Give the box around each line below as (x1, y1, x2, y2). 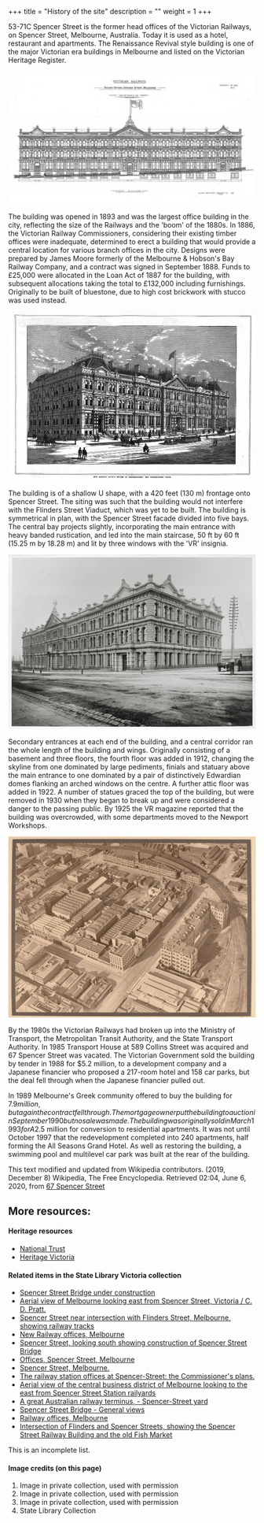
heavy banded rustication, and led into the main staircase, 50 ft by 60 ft (8, 530, 240, 539)
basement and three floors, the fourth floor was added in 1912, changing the (8, 754, 255, 763)
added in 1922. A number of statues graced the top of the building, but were (8, 787, 255, 797)
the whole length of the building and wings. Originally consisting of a (8, 746, 230, 755)
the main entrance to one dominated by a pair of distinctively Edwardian (8, 771, 241, 780)
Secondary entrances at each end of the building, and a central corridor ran (8, 737, 254, 747)
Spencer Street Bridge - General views (19, 1405, 145, 1414)
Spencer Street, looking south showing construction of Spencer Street (19, 1338, 247, 1347)
